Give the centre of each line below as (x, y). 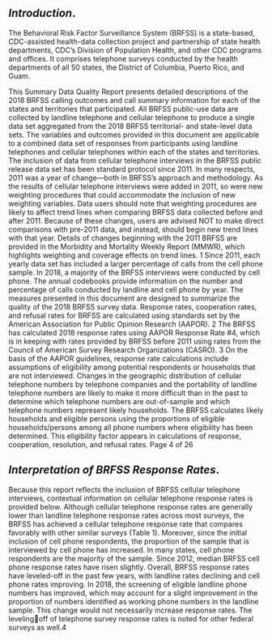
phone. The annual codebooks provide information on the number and (125, 281)
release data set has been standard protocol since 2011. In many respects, (132, 169)
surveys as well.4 (38, 627)
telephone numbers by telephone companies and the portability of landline (133, 384)
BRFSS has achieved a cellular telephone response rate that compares (125, 524)
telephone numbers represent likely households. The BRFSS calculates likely (136, 410)
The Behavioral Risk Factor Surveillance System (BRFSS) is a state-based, (132, 32)
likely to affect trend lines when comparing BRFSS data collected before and (136, 212)
